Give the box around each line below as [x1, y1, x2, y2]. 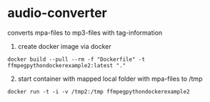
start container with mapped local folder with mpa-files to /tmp [17, 74, 203, 83]
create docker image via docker [17, 42, 112, 50]
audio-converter [7, 5, 107, 21]
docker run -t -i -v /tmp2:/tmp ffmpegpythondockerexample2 [7, 88, 191, 95]
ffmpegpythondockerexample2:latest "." [7, 62, 126, 69]
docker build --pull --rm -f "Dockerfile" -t [7, 55, 145, 63]
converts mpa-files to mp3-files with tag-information [7, 28, 163, 37]
